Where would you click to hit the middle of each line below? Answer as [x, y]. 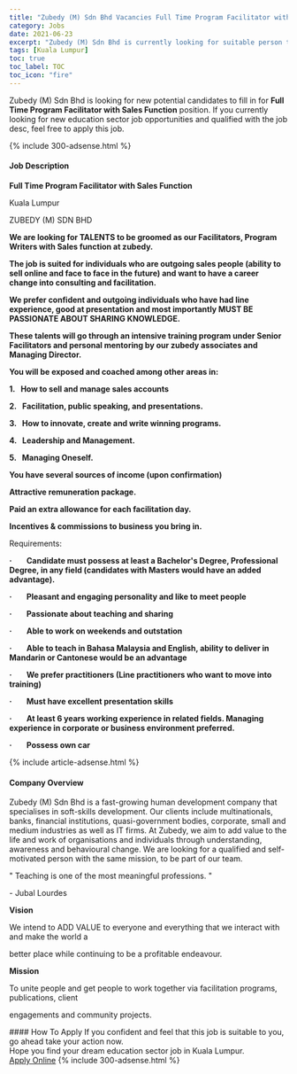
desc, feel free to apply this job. [67, 128]
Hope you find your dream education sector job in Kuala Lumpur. [127, 1051]
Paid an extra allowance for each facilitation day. [100, 509]
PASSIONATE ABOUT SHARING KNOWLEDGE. [95, 318]
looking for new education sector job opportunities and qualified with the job [148, 119]
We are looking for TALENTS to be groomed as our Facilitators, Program [143, 237]
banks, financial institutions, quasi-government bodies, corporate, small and [148, 821]
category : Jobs [37, 26]
